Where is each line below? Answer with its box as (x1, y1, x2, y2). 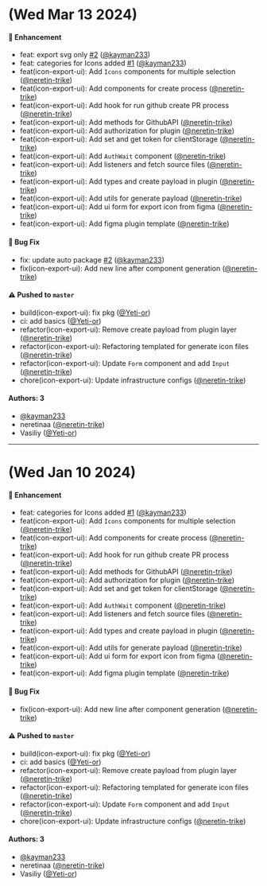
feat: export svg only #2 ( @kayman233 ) (19, 50, 151, 60)
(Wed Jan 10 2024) (8, 464, 137, 482)
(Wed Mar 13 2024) (8, 6, 137, 24)
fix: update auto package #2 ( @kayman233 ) (19, 255, 165, 264)
